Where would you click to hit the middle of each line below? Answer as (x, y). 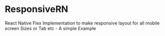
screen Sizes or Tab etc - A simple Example (50, 28)
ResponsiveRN (36, 9)
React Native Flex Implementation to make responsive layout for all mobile (82, 23)
